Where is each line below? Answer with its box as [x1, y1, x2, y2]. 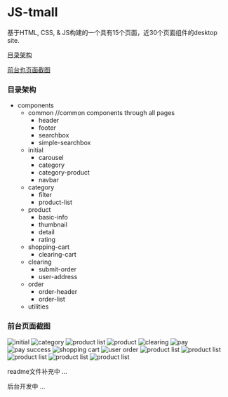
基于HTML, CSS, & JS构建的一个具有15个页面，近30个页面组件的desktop [7, 28, 217, 36]
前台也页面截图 [7, 65, 51, 74]
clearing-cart [38, 250, 77, 259]
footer [38, 123, 56, 132]
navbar [38, 176, 60, 184]
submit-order [38, 265, 77, 274]
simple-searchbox [38, 138, 91, 147]
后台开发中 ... [7, 382, 46, 390]
